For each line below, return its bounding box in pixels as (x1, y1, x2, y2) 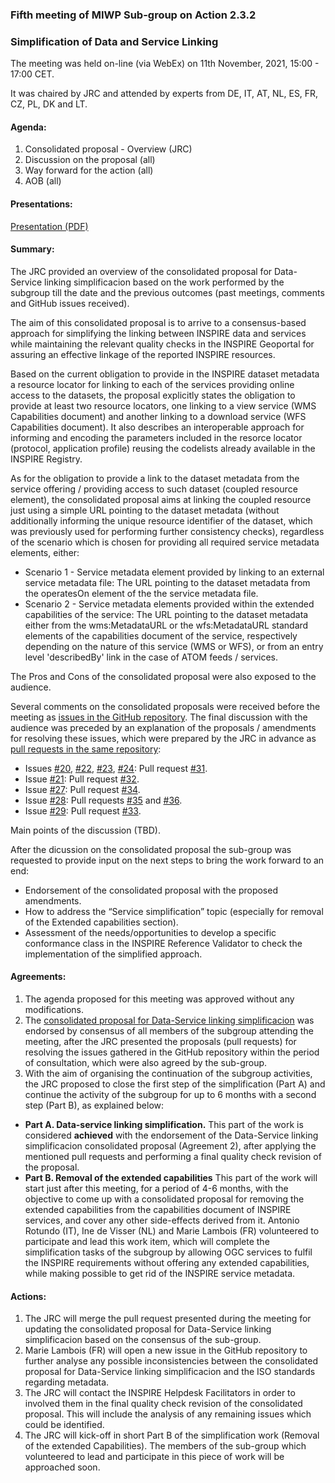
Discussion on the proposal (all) (24, 154, 156, 166)
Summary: (10, 243, 55, 255)
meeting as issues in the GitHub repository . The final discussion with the (10, 711, 308, 723)
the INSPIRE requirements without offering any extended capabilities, (24, 1257, 310, 1269)
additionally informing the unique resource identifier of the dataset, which (10, 514, 313, 527)
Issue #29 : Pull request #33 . (24, 804, 142, 817)
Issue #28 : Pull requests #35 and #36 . (24, 794, 183, 806)
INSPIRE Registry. (10, 453, 83, 465)
